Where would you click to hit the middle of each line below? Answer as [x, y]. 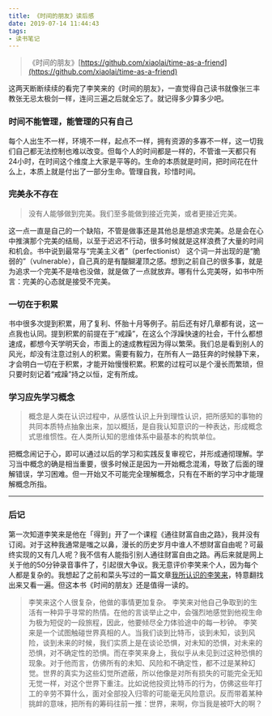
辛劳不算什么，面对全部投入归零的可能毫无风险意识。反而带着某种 [153, 693]
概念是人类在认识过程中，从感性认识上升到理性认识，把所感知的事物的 [145, 416]
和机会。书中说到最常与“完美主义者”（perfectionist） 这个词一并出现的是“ [131, 251]
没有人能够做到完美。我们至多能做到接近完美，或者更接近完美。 [134, 213]
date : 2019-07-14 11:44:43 [54, 24]
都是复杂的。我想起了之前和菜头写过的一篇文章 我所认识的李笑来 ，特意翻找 [139, 575]
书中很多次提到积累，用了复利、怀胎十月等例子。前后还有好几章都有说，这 [132, 324]
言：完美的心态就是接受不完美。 [62, 281]
